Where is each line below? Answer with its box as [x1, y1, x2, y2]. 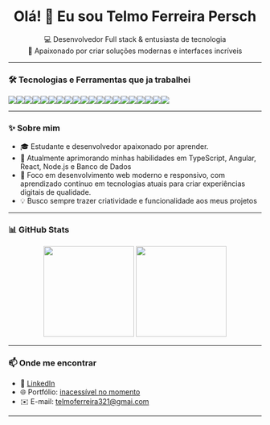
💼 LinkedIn [19, 378, 55, 389]
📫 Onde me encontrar [8, 357, 97, 369]
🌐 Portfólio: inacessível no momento [19, 387, 141, 397]
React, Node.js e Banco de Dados [19, 161, 132, 171]
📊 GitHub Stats [8, 225, 70, 236]
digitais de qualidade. [19, 187, 92, 196]
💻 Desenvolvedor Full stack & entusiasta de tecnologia [43, 34, 227, 43]
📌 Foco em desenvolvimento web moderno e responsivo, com [19, 170, 225, 179]
